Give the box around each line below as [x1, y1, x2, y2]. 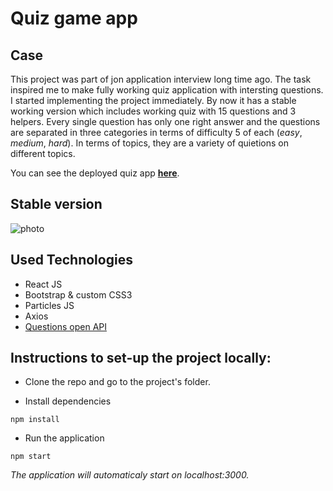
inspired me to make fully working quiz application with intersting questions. [10, 84, 324, 96]
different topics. [10, 148, 76, 159]
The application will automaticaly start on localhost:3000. [10, 469, 250, 481]
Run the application [24, 432, 105, 444]
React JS [24, 278, 63, 290]
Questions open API [24, 320, 107, 332]
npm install [10, 415, 60, 425]
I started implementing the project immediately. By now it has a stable [10, 95, 297, 106]
